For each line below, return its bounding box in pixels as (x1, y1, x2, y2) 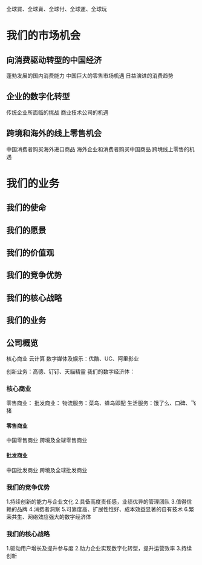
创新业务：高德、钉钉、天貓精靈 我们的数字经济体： (6, 368, 135, 375)
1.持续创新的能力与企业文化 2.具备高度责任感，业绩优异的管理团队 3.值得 (6, 498, 187, 505)
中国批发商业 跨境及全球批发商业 (6, 466, 88, 473)
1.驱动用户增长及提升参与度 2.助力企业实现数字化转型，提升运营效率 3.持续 (6, 545, 192, 552)
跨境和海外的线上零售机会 (6, 128, 102, 138)
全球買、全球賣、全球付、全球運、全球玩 (6, 5, 107, 12)
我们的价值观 (6, 248, 54, 258)
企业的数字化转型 (6, 92, 70, 102)
